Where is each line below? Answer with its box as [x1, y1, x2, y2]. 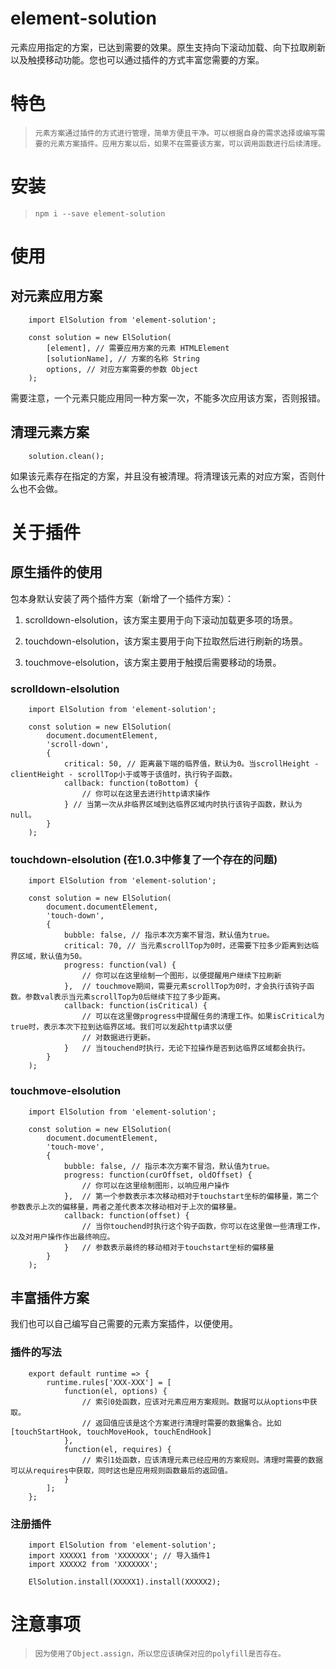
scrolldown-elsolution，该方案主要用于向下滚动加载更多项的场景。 [24, 613, 298, 626]
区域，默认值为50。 [17, 952, 87, 962]
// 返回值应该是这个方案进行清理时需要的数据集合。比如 [81, 1418, 282, 1428]
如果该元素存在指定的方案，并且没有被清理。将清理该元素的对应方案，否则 [10, 470, 317, 482]
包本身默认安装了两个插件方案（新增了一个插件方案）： [10, 592, 234, 604]
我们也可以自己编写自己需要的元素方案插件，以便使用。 [10, 1318, 238, 1330]
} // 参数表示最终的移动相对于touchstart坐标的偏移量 [63, 1242, 275, 1252]
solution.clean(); [28, 451, 105, 461]
